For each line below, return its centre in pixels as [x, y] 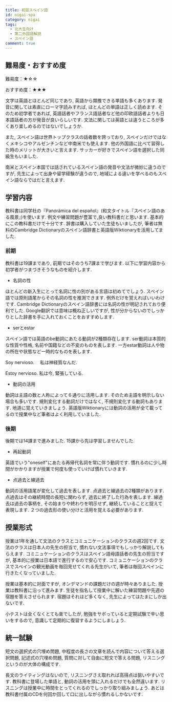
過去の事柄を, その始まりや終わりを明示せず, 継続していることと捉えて [88, 503]
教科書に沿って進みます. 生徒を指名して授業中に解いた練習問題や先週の [89, 590]
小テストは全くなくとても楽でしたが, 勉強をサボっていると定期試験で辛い [83, 614]
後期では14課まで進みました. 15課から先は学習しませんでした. [70, 440]
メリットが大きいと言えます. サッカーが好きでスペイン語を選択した [89, 150]
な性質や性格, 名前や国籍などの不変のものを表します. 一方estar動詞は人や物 [85, 345]
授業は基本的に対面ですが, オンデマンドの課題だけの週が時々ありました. [81, 584]
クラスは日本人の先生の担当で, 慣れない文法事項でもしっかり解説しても [89, 547]
